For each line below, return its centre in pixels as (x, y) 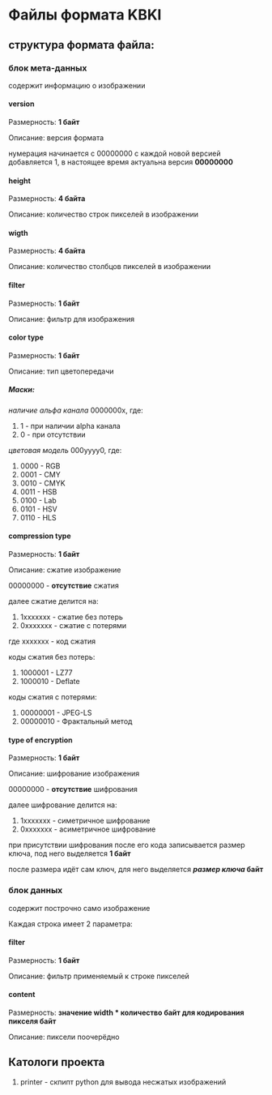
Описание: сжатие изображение (65, 570)
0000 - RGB (40, 466)
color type (26, 337)
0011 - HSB (38, 491)
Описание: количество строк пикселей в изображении (103, 214)
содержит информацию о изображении (77, 85)
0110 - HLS (38, 517)
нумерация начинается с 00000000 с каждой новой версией (115, 154)
